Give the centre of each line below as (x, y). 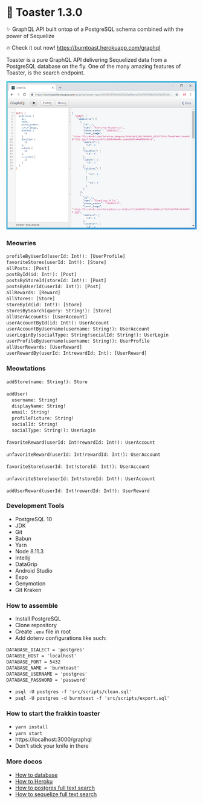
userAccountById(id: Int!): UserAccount (58, 323)
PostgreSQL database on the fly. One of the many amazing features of (94, 66)
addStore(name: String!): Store (47, 382)
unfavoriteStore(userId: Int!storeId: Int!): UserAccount (81, 479)
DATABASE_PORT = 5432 (34, 662)
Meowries (21, 243)
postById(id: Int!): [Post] (42, 275)
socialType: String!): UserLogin (54, 430)
